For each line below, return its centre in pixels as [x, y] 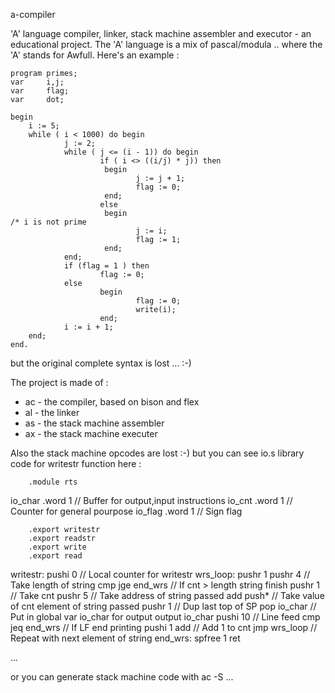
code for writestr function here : [76, 463]
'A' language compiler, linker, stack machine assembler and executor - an [161, 33]
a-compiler [33, 14]
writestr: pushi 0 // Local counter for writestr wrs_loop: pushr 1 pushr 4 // [160, 574]
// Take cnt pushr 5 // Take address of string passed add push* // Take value [167, 595]
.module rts [53, 482]
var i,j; [37, 82]
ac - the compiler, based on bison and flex [112, 402]
